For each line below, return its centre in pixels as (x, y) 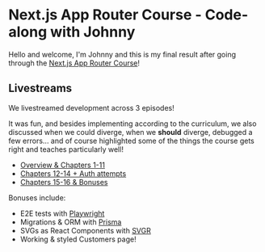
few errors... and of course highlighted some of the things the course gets (131, 141)
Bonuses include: (37, 197)
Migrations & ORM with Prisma (71, 222)
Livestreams (40, 88)
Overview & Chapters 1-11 (62, 165)
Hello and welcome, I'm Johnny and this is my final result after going (122, 54)
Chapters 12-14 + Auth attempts (73, 173)
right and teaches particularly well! (66, 149)
